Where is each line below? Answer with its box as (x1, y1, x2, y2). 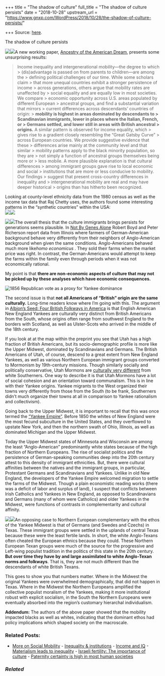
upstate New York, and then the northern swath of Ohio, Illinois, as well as (5, 424, 155, 430)
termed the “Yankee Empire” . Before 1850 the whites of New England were (5, 414, 156, 419)
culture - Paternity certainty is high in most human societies (12, 653, 134, 659)
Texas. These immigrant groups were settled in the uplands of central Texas (5, 527, 159, 533)
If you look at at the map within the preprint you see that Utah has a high (5, 336, 151, 342)
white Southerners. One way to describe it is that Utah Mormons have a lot (5, 373, 156, 378)
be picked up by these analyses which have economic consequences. (5, 276, 151, 282)
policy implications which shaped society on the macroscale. (5, 620, 129, 625)
